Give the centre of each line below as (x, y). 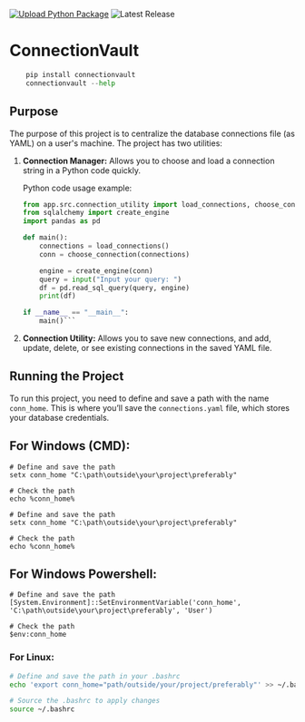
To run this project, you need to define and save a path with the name (139, 398)
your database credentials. (59, 417)
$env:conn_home (38, 635)
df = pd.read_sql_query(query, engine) (115, 288)
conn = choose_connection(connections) (115, 254)
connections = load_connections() (104, 246)
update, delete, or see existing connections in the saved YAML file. (147, 348)
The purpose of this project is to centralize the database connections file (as (152, 133)
